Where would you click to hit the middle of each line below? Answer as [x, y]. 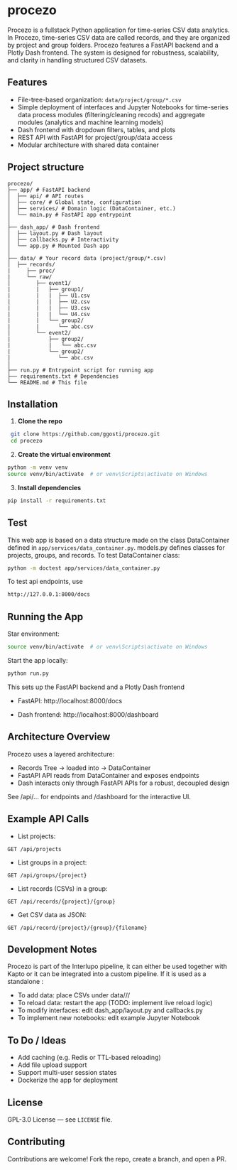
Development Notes [52, 949]
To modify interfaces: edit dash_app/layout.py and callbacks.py [110, 1010]
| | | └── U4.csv [49, 314]
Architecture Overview [59, 737]
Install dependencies [49, 487]
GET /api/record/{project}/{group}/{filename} [77, 928]
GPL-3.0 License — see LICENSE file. [60, 1119]
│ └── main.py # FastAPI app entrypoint [70, 215]
